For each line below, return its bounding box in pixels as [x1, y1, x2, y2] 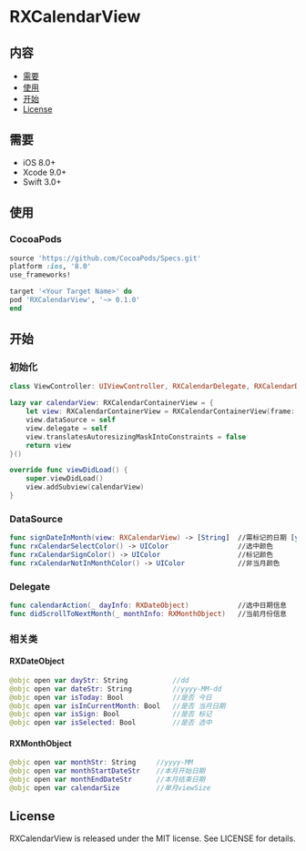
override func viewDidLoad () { [9, 466, 128, 475]
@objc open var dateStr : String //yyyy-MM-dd [9, 684, 222, 694]
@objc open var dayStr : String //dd [9, 675, 189, 684]
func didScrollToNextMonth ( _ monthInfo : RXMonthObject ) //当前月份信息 [9, 609, 287, 618]
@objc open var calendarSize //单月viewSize [9, 783, 211, 793]
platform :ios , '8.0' [9, 262, 92, 271]
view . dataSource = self [25, 416, 117, 425]
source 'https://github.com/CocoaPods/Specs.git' [9, 253, 202, 263]
